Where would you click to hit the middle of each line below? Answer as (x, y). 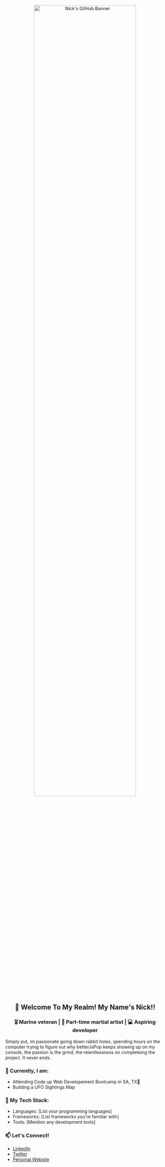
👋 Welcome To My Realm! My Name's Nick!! (85, 1007)
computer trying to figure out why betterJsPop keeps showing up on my (80, 1047)
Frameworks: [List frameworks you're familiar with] (66, 1117)
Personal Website (31, 1159)
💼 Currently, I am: (27, 1071)
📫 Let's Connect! (27, 1136)
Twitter (20, 1154)
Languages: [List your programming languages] (62, 1111)
